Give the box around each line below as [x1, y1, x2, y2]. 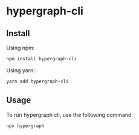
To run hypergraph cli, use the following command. [6, 111, 134, 118]
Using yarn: [6, 66, 35, 74]
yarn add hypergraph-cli [6, 78, 69, 84]
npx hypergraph [6, 122, 45, 129]
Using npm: [6, 44, 35, 51]
